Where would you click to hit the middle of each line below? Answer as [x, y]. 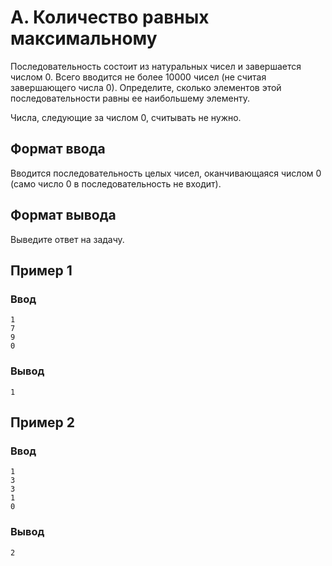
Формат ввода [58, 149]
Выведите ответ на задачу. [67, 239]
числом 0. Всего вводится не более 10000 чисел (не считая [138, 77]
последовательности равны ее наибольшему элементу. [130, 98]
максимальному [84, 38]
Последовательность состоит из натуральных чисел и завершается [156, 66]
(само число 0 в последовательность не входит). [116, 183]
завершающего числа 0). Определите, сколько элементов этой [146, 87]
